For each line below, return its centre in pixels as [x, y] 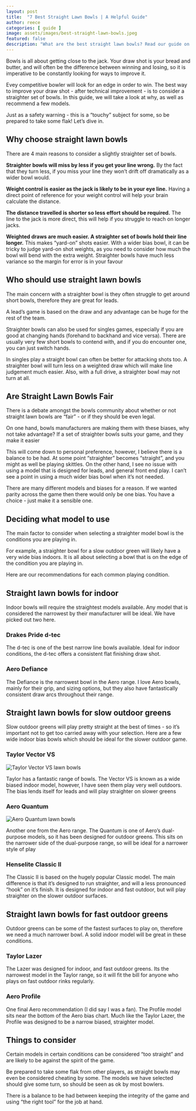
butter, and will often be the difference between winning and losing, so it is [96, 67]
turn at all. [18, 378]
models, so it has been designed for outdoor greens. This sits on [105, 836]
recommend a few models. [38, 103]
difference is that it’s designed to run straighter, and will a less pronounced [96, 883]
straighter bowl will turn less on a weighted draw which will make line [90, 365]
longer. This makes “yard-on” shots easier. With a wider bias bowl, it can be [98, 243]
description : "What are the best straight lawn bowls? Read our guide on [98, 45]
